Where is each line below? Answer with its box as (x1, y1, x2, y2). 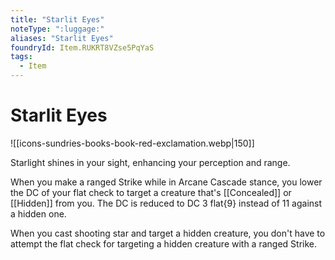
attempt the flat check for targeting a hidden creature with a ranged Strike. (10, 237, 318, 250)
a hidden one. (10, 207, 67, 220)
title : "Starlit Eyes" (10, 14, 105, 25)
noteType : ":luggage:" (10, 24, 105, 34)
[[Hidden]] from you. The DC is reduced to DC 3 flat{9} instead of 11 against (10, 197, 323, 209)
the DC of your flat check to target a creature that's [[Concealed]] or (10, 186, 292, 198)
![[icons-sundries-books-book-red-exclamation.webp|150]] (10, 137, 255, 149)
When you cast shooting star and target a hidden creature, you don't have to (10, 227, 326, 239)
